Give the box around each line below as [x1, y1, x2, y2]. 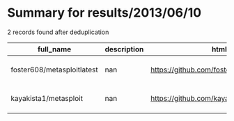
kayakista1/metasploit [10, 93, 84, 103]
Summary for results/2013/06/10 [7, 5, 202, 21]
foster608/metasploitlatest [10, 65, 99, 74]
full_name [37, 44, 72, 54]
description [104, 44, 144, 54]
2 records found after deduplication [7, 28, 109, 36]
